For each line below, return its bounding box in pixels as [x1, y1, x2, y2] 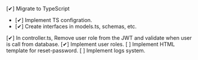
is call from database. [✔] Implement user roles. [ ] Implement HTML [6, 41, 175, 48]
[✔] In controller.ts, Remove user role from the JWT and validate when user [6, 34, 192, 41]
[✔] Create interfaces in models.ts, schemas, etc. [14, 23, 137, 30]
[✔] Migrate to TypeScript [6, 5, 70, 12]
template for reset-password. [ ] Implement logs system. [6, 47, 146, 54]
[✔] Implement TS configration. [14, 17, 92, 23]
